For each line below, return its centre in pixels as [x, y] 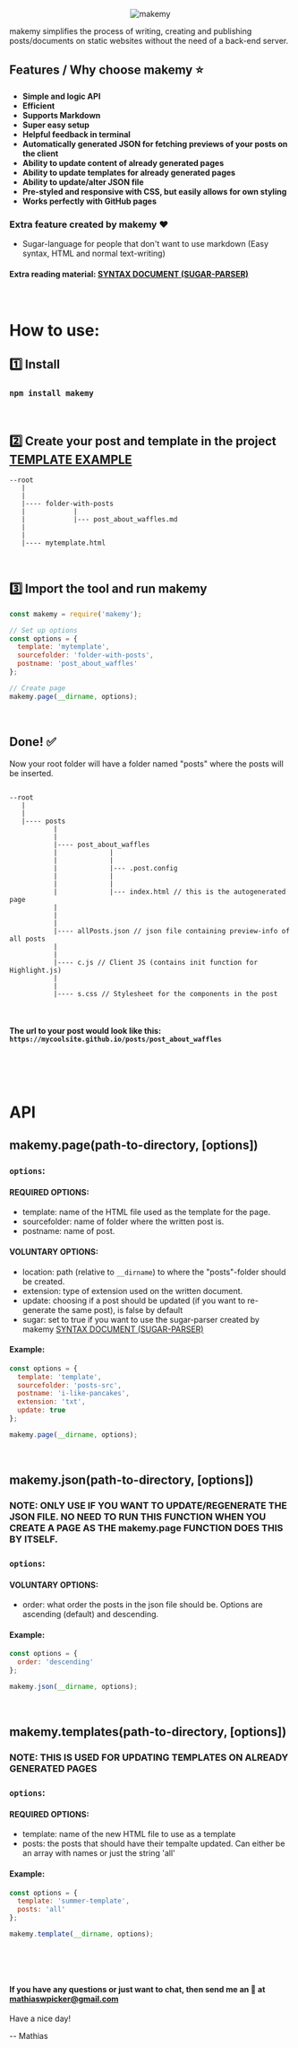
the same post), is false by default [120, 1309]
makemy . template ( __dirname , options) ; [81, 1934]
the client [40, 153]
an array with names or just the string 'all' [99, 1853]
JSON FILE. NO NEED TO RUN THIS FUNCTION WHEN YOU [138, 1517]
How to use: [55, 330]
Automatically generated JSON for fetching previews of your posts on [155, 144]
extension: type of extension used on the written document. [132, 1291]
